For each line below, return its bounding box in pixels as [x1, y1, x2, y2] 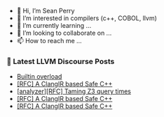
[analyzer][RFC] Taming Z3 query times [16, 87, 131, 95]
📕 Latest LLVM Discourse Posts [6, 56, 115, 66]
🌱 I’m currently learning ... [16, 22, 92, 29]
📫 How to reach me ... [16, 37, 82, 45]
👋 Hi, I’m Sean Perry [16, 7, 75, 15]
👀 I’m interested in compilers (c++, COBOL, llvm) [16, 14, 157, 22]
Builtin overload [16, 72, 62, 81]
